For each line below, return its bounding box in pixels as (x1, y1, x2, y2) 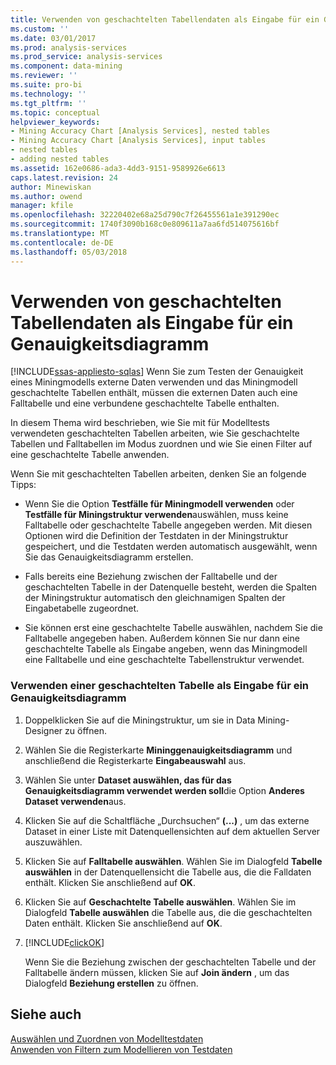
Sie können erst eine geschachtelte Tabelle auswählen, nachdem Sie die (24, 622, 323, 634)
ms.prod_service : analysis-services (10, 52, 163, 62)
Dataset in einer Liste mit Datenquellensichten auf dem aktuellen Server (24, 825, 321, 837)
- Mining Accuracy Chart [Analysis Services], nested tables (10, 126, 271, 136)
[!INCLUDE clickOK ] (24, 936, 105, 948)
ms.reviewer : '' (10, 71, 78, 81)
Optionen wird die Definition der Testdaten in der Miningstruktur (24, 530, 289, 542)
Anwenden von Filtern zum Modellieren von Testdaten (10, 1043, 233, 1055)
